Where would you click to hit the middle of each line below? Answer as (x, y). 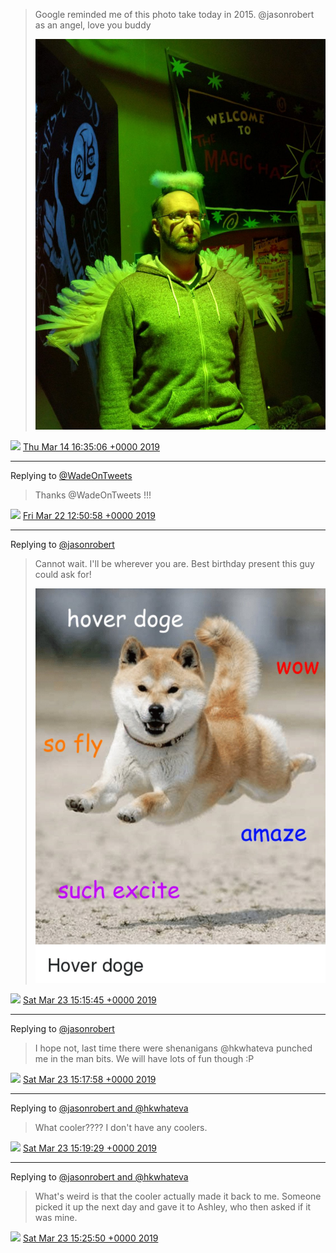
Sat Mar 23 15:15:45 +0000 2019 (89, 1000)
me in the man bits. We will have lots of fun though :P (144, 1058)
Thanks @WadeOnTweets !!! (93, 495)
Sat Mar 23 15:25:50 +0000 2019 (90, 1238)
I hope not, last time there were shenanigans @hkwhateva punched (173, 1048)
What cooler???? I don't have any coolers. (121, 1127)
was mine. (56, 1217)
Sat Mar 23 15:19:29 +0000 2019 (90, 1148)
